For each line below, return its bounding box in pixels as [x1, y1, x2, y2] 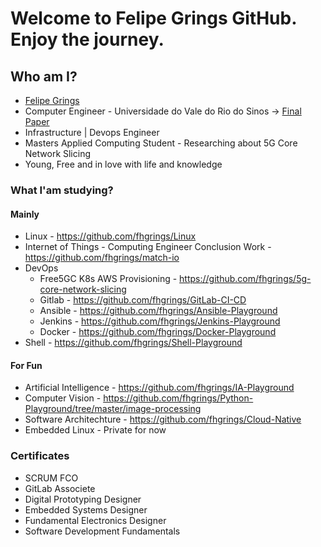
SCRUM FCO [24, 472, 79, 484]
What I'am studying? [10, 183, 114, 197]
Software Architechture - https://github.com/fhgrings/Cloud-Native [24, 413, 302, 426]
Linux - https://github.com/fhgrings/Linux [24, 230, 197, 242]
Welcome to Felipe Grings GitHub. [10, 7, 297, 30]
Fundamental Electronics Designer [24, 514, 167, 526]
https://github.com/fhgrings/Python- [103, 392, 254, 404]
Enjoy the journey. [10, 28, 165, 51]
